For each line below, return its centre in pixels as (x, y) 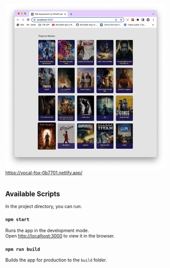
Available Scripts (33, 194)
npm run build (23, 249)
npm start (17, 220)
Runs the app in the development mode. (47, 230)
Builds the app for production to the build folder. (56, 260)
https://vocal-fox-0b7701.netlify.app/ (44, 173)
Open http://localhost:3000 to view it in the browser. (60, 236)
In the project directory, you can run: (44, 206)
